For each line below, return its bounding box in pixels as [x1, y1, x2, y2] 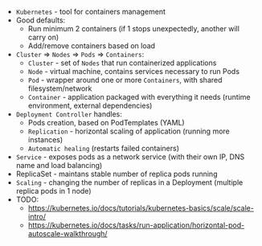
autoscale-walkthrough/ [27, 229, 108, 238]
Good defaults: [15, 15, 66, 25]
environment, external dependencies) [27, 100, 153, 110]
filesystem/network [27, 84, 92, 93]
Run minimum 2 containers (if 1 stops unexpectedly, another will [27, 24, 239, 33]
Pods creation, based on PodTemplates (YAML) [27, 118, 185, 127]
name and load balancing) [15, 161, 103, 170]
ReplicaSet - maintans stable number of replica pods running [15, 169, 218, 178]
